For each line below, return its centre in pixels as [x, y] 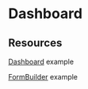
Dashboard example [41, 61]
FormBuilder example [43, 77]
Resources [35, 43]
